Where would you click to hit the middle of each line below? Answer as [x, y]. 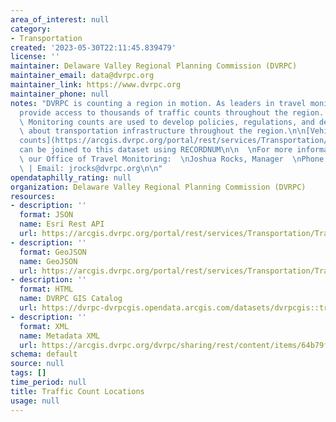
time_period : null [48, 382]
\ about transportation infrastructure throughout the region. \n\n [163, 131]
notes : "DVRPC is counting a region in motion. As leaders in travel [158, 103]
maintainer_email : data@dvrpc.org [82, 76]
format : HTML [46, 289]
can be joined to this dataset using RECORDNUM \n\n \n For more [156, 150]
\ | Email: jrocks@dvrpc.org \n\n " [91, 168]
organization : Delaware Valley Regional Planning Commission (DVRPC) [158, 187]
